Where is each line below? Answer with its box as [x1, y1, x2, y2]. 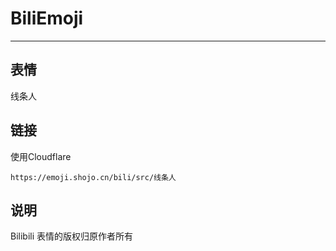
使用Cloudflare [10, 150, 72, 162]
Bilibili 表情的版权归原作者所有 [10, 230, 134, 242]
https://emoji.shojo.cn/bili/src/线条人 [10, 172, 177, 182]
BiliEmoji [10, 7, 84, 30]
